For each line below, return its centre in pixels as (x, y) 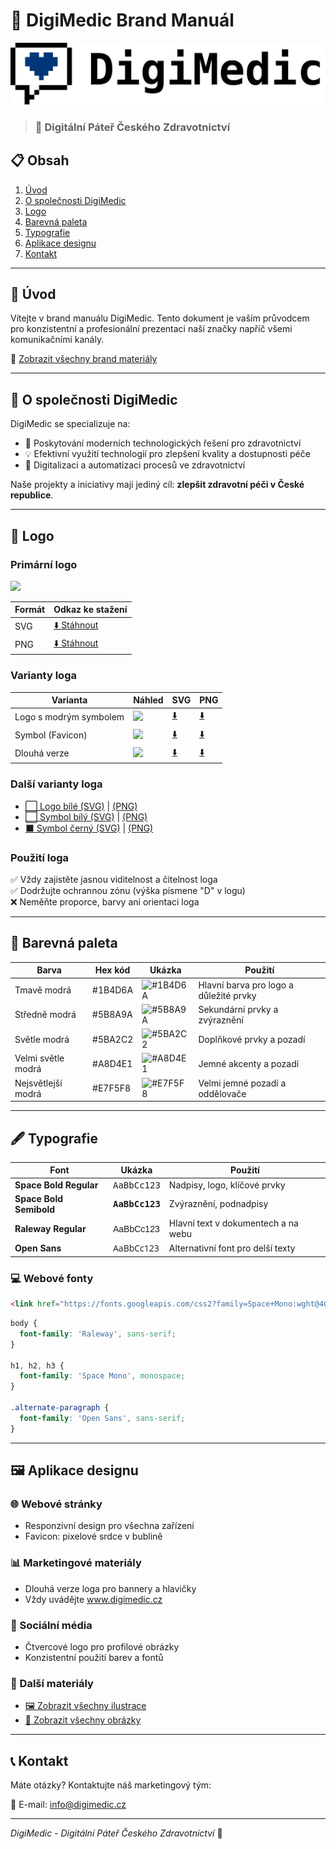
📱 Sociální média (51, 1625)
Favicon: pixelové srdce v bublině (93, 1536)
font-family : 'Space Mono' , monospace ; (102, 1376)
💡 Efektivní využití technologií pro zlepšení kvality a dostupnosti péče (167, 454)
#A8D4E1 (112, 1063)
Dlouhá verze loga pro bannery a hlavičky (110, 1588)
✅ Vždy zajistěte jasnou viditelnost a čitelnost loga (114, 880)
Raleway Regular (50, 1228)
